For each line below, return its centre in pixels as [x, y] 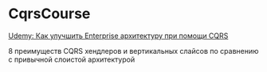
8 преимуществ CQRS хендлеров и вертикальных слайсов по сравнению [133, 51]
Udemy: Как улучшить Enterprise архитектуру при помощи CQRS [118, 36]
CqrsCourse [49, 14]
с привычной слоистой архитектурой [72, 59]
